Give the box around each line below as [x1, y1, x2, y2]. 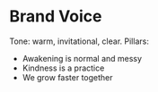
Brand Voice [9, 6, 102, 27]
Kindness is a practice [22, 63, 105, 73]
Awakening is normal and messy [22, 53, 142, 63]
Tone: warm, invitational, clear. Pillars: [9, 36, 150, 46]
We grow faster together [22, 71, 114, 82]
